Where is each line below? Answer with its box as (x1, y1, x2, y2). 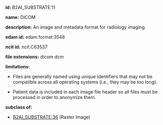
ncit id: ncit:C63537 (5, 44, 48, 50)
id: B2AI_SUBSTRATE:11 (5, 5, 55, 10)
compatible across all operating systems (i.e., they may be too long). (12, 79, 158, 85)
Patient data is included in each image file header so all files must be (12, 89, 158, 95)
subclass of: (5, 104, 32, 110)
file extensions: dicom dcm (5, 54, 64, 60)
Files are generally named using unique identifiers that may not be (12, 73, 153, 80)
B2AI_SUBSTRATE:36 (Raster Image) (12, 114, 91, 120)
